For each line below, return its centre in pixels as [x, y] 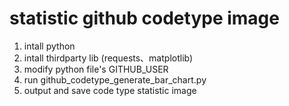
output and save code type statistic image [110, 90]
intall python [49, 46]
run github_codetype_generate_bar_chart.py [115, 79]
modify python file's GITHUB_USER [96, 69]
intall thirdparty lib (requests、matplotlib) [108, 58]
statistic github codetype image [144, 18]
